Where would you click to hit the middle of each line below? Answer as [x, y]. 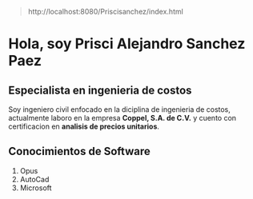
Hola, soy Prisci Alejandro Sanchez [127, 44]
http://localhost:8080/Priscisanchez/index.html [106, 12]
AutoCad [34, 179]
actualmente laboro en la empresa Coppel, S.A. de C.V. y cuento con [122, 118]
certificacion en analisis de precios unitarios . [84, 126]
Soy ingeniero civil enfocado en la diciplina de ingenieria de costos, [119, 109]
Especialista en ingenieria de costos [100, 90]
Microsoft [36, 188]
